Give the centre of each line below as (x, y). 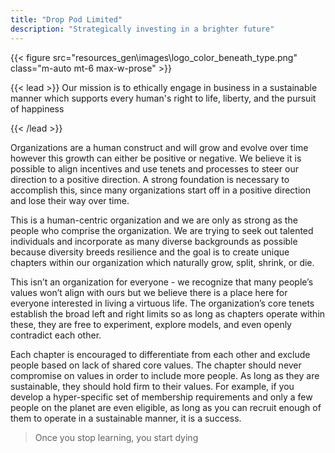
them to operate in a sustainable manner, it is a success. (126, 418)
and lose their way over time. (70, 200)
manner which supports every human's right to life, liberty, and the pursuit (163, 98)
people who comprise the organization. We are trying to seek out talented (162, 230)
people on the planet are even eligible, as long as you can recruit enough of (166, 407)
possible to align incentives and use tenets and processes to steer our (154, 168)
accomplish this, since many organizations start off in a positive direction (160, 190)
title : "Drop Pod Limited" (66, 19)
